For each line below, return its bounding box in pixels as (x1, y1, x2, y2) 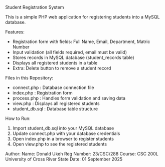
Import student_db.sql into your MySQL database (12, 125, 114, 131)
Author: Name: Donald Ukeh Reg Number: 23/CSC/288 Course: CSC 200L (5, 151, 159, 156)
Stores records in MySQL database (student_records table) (12, 54, 134, 60)
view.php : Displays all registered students (12, 100, 100, 106)
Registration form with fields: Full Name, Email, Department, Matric (12, 38, 150, 44)
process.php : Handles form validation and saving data (12, 95, 126, 101)
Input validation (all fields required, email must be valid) (12, 49, 127, 55)
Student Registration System (5, 4, 64, 10)
